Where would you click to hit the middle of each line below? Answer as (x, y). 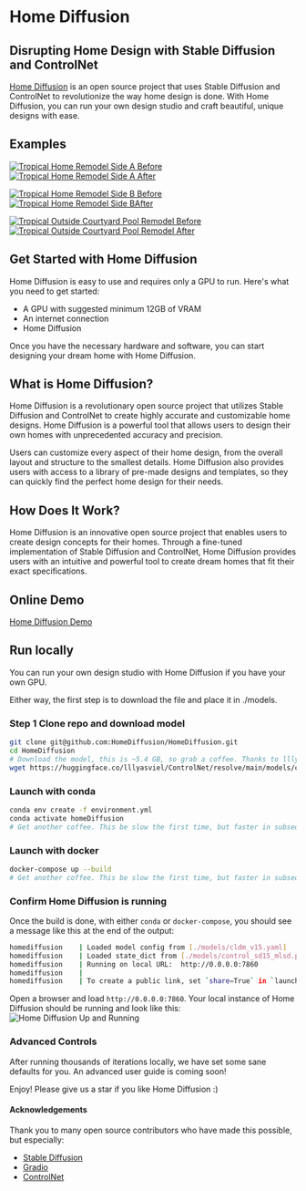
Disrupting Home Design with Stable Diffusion (143, 51)
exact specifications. (49, 571)
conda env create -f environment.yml (81, 810)
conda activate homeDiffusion (67, 818)
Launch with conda (52, 791)
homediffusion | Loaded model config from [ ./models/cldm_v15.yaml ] (148, 947)
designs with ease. (45, 115)
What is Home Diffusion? (82, 384)
